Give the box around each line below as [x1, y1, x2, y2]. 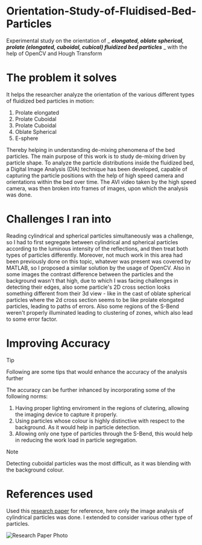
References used [6, 487, 93, 501]
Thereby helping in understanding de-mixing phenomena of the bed [6, 146, 175, 153]
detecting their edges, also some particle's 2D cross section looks [6, 283, 171, 291]
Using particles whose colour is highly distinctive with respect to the [14, 417, 185, 424]
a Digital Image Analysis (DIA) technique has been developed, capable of [6, 165, 188, 172]
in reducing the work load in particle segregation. [14, 436, 137, 444]
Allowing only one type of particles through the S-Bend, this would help [14, 430, 193, 437]
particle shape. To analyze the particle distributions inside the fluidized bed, [6, 159, 195, 166]
